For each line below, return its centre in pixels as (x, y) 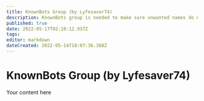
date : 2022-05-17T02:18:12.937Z (47, 29)
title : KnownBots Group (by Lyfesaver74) (59, 12)
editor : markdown (28, 40)
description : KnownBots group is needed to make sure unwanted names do (100, 18)
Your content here (29, 92)
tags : (13, 34)
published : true (27, 23)
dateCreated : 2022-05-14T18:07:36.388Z (57, 46)
